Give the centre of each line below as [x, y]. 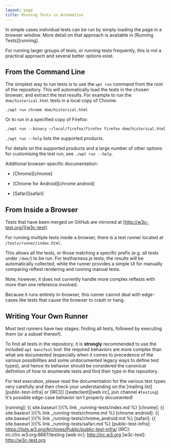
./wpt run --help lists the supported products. [55, 139]
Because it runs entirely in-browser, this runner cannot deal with [73, 295]
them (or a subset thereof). [34, 334]
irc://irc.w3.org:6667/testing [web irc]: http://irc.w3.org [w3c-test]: [76, 435]
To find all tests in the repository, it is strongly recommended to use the [81, 344]
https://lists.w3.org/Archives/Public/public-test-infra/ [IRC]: [68, 429]
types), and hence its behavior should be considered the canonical [76, 365]
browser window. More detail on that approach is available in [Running [79, 35]
